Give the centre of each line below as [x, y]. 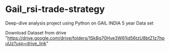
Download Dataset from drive [36, 32]
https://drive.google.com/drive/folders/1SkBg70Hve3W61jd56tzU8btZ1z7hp [86, 38]
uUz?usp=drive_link [26, 43]
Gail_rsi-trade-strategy [55, 9]
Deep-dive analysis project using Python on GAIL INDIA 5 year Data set [79, 23]
